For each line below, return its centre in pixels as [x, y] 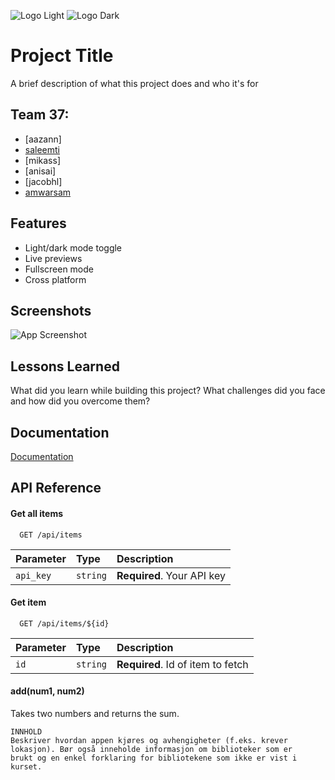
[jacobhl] [43, 181]
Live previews [53, 258]
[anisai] [40, 171]
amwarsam [48, 192]
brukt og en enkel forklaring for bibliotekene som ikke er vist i [154, 758]
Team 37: [40, 115]
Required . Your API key [171, 575]
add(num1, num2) [47, 691]
